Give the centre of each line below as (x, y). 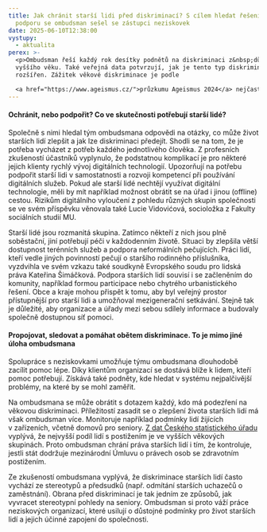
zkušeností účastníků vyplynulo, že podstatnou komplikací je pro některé (128, 158)
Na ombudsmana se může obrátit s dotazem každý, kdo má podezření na (128, 402)
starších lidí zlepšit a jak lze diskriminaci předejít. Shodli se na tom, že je (126, 141)
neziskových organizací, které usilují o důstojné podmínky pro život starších (132, 510)
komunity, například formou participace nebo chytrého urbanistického (123, 283)
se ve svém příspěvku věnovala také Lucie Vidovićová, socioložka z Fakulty (132, 209)
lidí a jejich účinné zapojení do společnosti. (78, 519)
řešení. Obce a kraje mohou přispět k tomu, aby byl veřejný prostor (118, 291)
